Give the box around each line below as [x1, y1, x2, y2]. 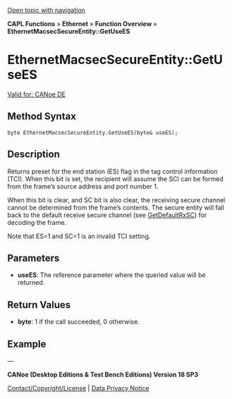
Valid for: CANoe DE [7, 90, 66, 98]
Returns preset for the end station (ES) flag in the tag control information [7, 167, 218, 176]
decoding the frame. [7, 218, 67, 226]
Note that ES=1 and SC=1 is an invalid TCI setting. [7, 232, 151, 240]
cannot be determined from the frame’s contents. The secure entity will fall [7, 203, 224, 211]
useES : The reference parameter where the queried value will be [17, 271, 206, 279]
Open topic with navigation [7, 6, 86, 14]
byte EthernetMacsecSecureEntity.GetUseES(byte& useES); [7, 129, 178, 136]
